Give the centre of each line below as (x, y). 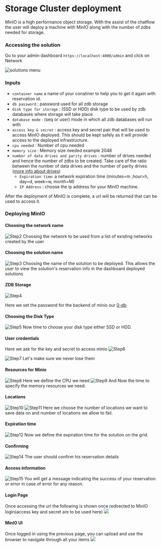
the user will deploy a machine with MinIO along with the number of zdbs (78, 27)
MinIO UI (14, 523)
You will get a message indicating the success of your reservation (90, 479)
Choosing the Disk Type (30, 316)
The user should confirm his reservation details (72, 457)
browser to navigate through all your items (47, 539)
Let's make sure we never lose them (59, 358)
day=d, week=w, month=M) (47, 181)
